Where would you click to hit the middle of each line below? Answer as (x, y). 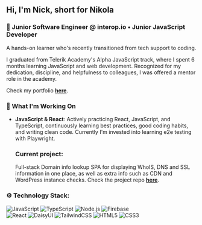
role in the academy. (32, 78)
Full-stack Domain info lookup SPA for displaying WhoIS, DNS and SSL (103, 167)
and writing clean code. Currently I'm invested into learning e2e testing (103, 132)
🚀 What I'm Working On (41, 106)
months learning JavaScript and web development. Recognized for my (94, 66)
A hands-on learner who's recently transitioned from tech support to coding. (101, 48)
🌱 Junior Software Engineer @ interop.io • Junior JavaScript (96, 27)
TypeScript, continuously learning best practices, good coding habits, (102, 125)
